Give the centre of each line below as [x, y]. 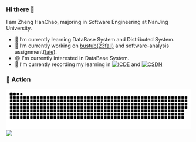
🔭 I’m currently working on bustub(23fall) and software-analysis [92, 46]
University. [19, 28]
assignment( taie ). [36, 52]
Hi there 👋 [21, 9]
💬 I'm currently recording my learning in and [77, 64]
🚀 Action [18, 79]
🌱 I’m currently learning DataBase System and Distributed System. [94, 40]
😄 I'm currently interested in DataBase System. [72, 58]
